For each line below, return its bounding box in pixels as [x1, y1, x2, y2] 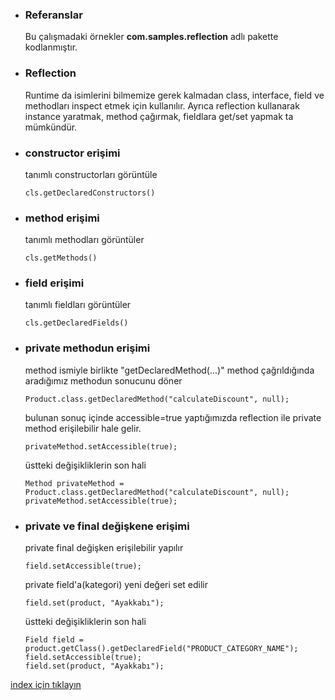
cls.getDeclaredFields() [24, 318, 129, 328]
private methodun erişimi [24, 341, 151, 355]
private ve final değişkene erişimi [24, 519, 190, 533]
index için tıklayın [10, 679, 82, 691]
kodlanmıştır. [24, 41, 78, 53]
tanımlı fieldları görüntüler [24, 299, 132, 311]
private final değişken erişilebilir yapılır [24, 542, 184, 554]
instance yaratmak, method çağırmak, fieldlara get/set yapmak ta [24, 110, 294, 122]
